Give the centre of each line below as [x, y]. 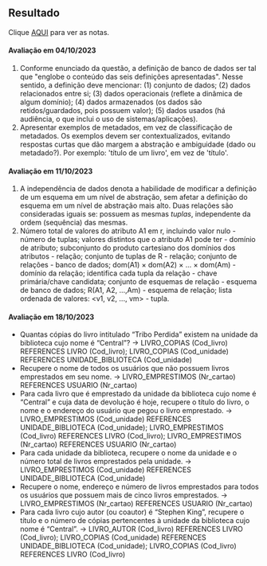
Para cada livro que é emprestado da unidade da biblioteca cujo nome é [138, 394]
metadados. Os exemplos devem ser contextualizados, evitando [125, 136]
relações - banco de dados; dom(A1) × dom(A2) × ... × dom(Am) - [128, 265]
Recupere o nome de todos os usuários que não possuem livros [124, 369]
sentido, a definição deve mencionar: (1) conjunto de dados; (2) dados [135, 85]
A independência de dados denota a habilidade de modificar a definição [138, 189]
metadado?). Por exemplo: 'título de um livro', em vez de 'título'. [124, 153]
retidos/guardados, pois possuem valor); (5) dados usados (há [122, 111]
